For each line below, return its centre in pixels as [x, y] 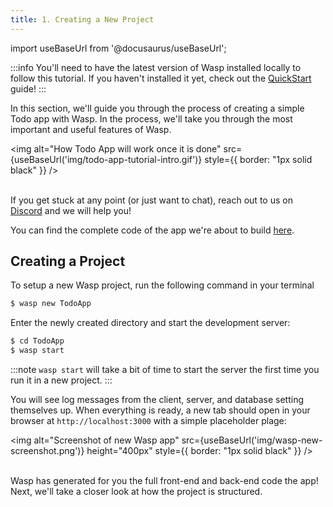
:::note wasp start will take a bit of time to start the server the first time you [165, 370]
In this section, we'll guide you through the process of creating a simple [157, 108]
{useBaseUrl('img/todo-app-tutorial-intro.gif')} [106, 159]
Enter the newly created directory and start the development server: [150, 323]
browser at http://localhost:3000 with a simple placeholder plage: [148, 421]
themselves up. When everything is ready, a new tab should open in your [160, 410]
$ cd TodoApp [37, 341]
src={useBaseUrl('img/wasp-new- [252, 440]
